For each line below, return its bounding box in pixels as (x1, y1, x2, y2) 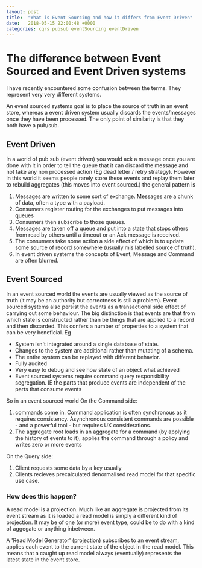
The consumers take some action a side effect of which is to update (14, 238, 184, 244)
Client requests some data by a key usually (14, 464, 122, 471)
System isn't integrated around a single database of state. (14, 340, 159, 348)
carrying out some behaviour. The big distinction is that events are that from (6, 309, 195, 317)
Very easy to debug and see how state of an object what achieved (14, 366, 180, 373)
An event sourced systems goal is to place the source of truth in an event (6, 103, 188, 110)
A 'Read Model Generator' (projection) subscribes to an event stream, (6, 537, 180, 544)
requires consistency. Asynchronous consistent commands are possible (14, 415, 194, 423)
